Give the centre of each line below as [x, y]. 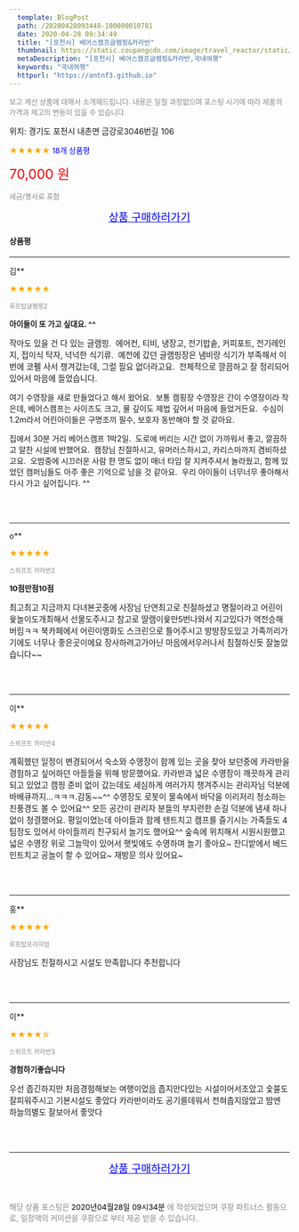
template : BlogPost [53, 17]
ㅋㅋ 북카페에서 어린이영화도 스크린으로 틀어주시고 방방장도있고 [136, 631]
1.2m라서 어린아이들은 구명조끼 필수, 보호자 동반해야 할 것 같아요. [122, 419]
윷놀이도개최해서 [39, 619]
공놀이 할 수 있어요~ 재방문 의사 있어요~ [113, 855]
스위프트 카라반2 [32, 571]
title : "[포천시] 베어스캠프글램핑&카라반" [86, 42]
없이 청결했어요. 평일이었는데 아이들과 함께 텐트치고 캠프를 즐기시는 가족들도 [145, 820]
